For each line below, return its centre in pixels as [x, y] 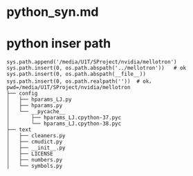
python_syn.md [53, 12]
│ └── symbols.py [35, 166]
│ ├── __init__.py [36, 148]
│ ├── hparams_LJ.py [39, 100]
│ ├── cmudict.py [35, 142]
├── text [19, 130]
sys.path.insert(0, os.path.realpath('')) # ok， [81, 81]
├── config [22, 94]
